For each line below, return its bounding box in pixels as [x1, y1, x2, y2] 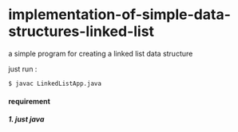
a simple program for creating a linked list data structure [8, 49, 193, 58]
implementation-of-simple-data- [8, 6, 232, 24]
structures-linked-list [8, 22, 154, 41]
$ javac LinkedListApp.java [8, 80, 102, 87]
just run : [8, 64, 38, 73]
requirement [8, 96, 50, 106]
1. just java [8, 115, 45, 124]
